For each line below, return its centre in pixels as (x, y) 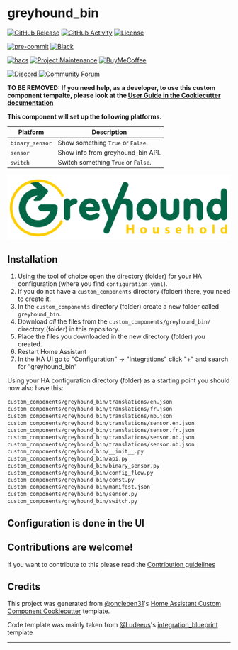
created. (30, 344)
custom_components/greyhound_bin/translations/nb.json (90, 417)
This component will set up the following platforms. (85, 116)
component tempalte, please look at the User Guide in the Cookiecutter (114, 95)
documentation (30, 103)
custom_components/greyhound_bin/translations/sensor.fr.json (101, 431)
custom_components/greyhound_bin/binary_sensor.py (84, 466)
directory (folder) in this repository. (69, 329)
